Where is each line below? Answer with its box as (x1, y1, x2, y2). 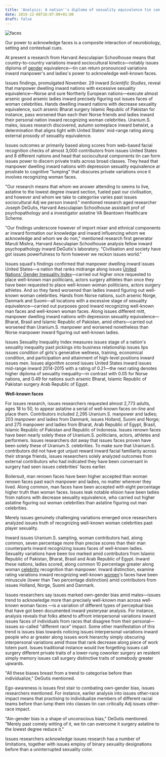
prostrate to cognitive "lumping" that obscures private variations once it (5, 169, 151, 175)
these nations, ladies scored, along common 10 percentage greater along (5, 561, 154, 567)
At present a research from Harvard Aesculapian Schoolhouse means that (5, 55, 156, 61)
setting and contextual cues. (5, 45, 63, 51)
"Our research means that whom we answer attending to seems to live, (5, 184, 150, 190)
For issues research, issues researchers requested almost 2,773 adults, (5, 401, 151, 407)
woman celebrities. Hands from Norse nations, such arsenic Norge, (19, 292, 157, 298)
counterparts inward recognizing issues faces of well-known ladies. (5, 546, 143, 551)
